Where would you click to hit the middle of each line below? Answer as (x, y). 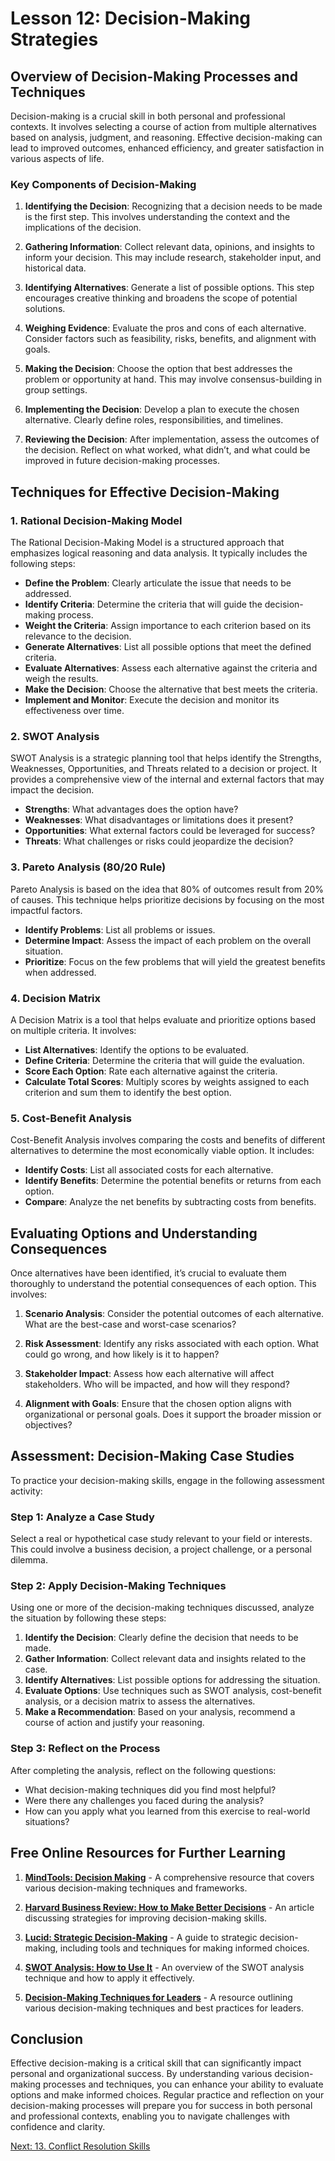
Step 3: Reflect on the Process (85, 1749)
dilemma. (29, 1560)
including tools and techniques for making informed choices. (184, 1948)
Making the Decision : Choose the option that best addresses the (158, 369)
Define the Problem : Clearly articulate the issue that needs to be (158, 583)
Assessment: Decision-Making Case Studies (152, 1456)
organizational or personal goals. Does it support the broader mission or (173, 1414)
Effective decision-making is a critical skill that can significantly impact (156, 2063)
